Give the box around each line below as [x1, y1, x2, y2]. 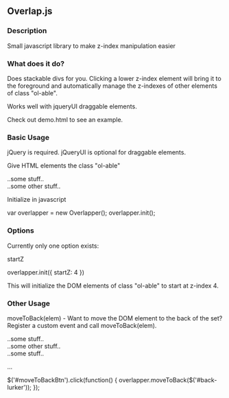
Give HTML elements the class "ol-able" [7, 161, 121, 170]
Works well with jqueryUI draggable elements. [7, 102, 137, 110]
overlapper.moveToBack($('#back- [119, 375, 217, 384]
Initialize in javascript [7, 196, 67, 204]
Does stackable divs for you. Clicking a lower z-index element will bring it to [7, 74, 221, 82]
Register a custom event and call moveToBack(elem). [7, 321, 157, 329]
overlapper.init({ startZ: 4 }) [7, 268, 84, 277]
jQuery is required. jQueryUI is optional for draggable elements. [7, 148, 186, 156]
